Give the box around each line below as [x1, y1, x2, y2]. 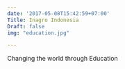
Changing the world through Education [7, 55, 118, 63]
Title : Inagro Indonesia [7, 17, 79, 23]
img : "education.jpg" [7, 29, 70, 37]
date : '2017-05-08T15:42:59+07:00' [7, 10, 110, 17]
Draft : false [7, 23, 45, 30]
